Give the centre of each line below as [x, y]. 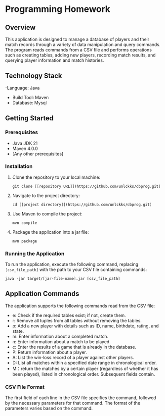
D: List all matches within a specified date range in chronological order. [84, 363]
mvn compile [24, 223]
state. [18, 331]
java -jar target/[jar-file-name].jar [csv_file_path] [63, 279]
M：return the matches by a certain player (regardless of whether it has [85, 368]
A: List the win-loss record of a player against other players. [73, 357]
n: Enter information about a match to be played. [62, 341]
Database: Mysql [29, 103]
